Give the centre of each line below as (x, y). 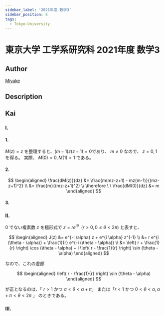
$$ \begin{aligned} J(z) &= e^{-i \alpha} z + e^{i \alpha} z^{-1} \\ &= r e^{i (84, 237)
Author (16, 69)
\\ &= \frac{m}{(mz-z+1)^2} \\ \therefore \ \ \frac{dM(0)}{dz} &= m (92, 186)
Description (24, 96)
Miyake (13, 81)
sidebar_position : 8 (27, 14)
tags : (11, 19)
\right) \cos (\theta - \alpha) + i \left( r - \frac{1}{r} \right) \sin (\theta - (87, 247)
